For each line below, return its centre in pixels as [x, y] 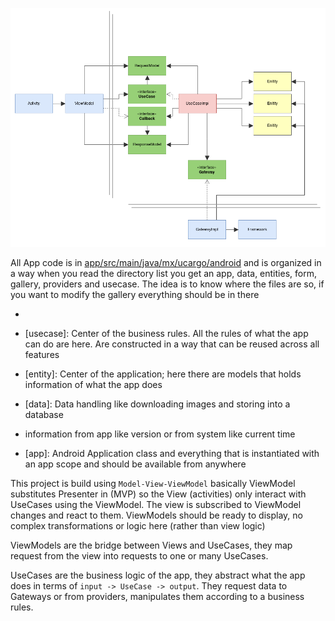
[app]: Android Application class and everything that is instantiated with [172, 453]
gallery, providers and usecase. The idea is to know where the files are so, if [167, 284]
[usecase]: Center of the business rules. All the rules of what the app [166, 333]
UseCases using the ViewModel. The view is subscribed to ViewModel [156, 504]
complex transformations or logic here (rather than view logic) [138, 525]
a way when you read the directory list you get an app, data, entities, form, [163, 273]
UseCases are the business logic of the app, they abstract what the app [158, 575]
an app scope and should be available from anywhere [135, 464]
